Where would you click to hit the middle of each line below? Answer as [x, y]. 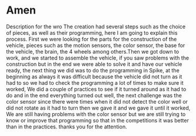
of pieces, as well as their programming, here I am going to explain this [92, 32]
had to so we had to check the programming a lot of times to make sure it [95, 82]
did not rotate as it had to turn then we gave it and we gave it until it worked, [98, 108]
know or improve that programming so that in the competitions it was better [98, 120]
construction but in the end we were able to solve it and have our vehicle [94, 64]
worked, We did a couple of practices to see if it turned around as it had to [96, 89]
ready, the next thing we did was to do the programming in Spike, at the [93, 70]
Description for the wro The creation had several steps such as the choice [96, 26]
